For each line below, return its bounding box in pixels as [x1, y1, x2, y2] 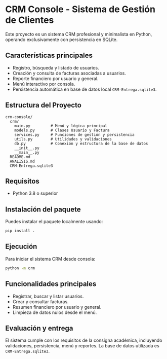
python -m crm [5, 265, 35, 271]
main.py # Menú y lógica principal [14, 123, 108, 128]
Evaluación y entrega [5, 324, 73, 333]
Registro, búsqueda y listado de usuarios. [12, 64, 100, 70]
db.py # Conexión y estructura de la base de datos [14, 141, 148, 146]
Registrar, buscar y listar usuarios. [12, 293, 84, 299]
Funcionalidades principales [5, 280, 97, 289]
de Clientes [5, 14, 54, 26]
